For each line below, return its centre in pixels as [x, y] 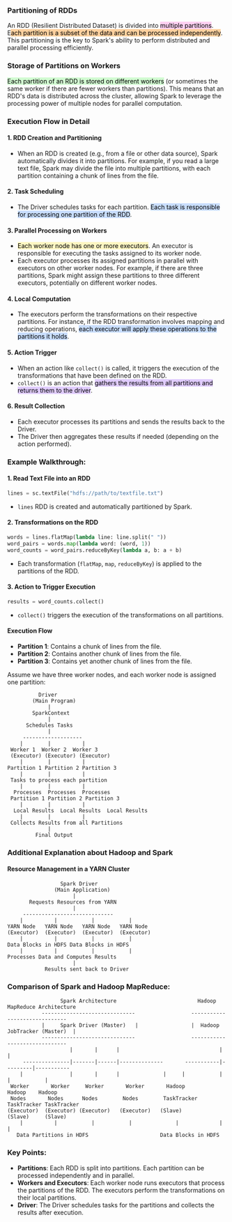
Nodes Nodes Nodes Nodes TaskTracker [104, 1099]
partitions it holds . [43, 337]
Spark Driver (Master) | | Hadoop [140, 1026]
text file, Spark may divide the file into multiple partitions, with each [114, 168]
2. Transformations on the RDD [53, 523]
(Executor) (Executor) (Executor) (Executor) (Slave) [95, 1111]
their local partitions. [47, 1198]
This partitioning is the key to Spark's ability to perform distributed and [109, 40]
